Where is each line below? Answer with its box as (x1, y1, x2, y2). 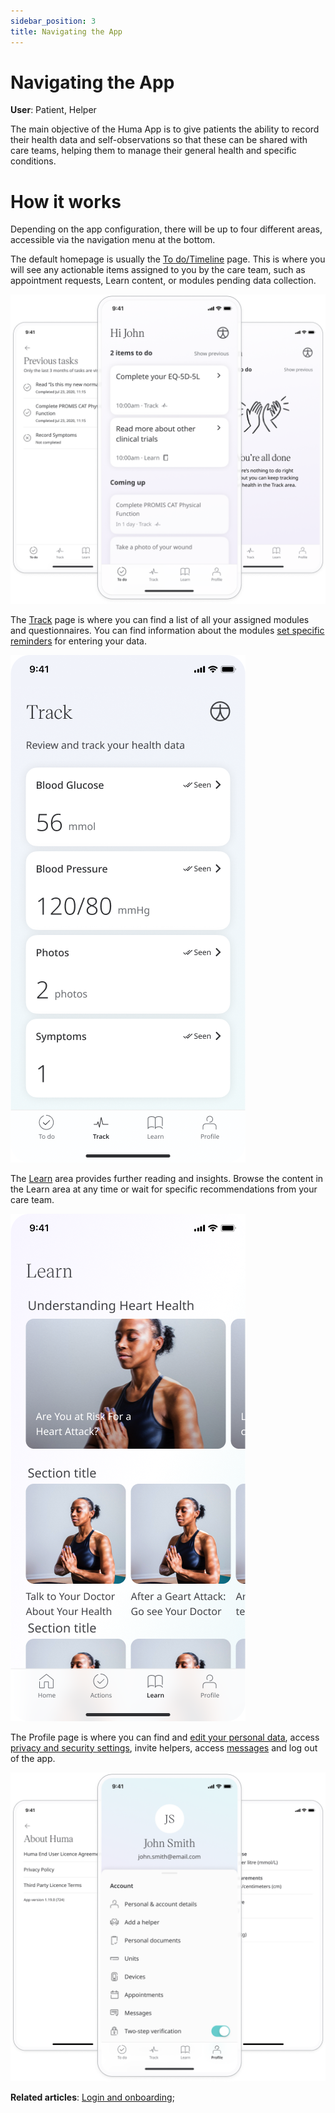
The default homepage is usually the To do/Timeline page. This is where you (10, 253, 326, 265)
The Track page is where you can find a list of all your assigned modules (10, 613, 310, 625)
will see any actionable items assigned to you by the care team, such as (10, 264, 306, 276)
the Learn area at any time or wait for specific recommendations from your (10, 1183, 318, 1195)
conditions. (10, 155, 57, 167)
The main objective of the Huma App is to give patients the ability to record (10, 123, 320, 135)
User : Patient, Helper (10, 104, 97, 116)
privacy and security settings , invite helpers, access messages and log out (10, 1741, 318, 1754)
